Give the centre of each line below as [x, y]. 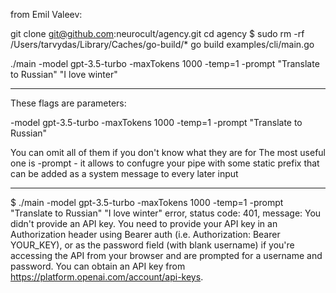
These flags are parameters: [68, 103]
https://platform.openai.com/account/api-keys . [107, 277]
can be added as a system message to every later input [124, 173]
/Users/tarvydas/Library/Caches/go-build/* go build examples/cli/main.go [162, 44]
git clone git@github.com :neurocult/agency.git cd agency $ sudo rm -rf [157, 33]
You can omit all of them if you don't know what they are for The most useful [168, 152]
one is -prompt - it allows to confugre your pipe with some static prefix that [165, 163]
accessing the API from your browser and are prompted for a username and [166, 255]
